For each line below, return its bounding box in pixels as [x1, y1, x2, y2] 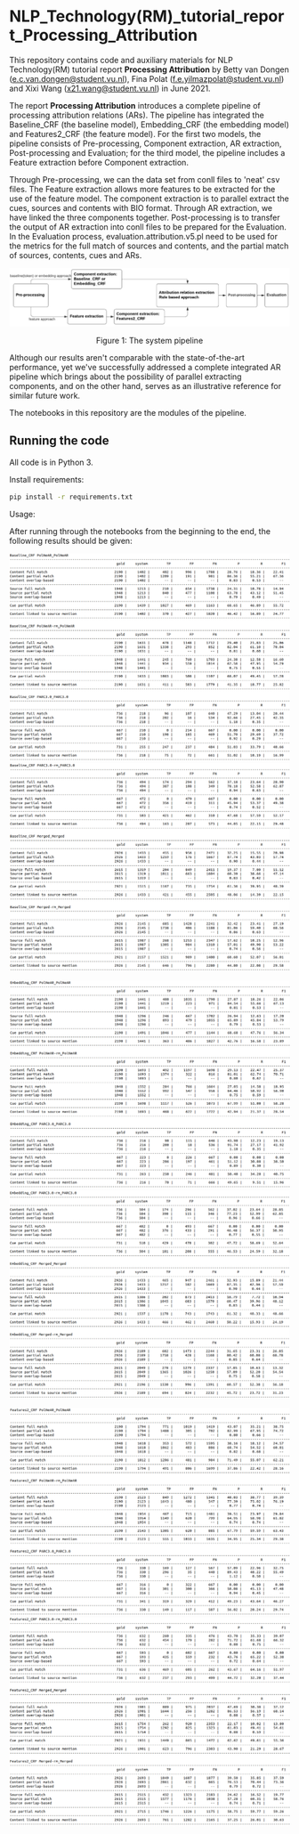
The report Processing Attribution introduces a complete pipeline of [9, 100, 261, 110]
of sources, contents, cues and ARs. [9, 249, 142, 260]
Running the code [9, 434, 109, 449]
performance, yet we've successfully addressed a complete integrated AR [9, 361, 282, 372]
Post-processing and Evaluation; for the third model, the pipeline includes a [9, 147, 286, 158]
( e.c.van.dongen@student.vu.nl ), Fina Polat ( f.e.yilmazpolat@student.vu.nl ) [9, 73, 285, 84]
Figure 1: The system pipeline [95, 335, 204, 345]
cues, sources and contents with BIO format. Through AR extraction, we [9, 202, 273, 213]
